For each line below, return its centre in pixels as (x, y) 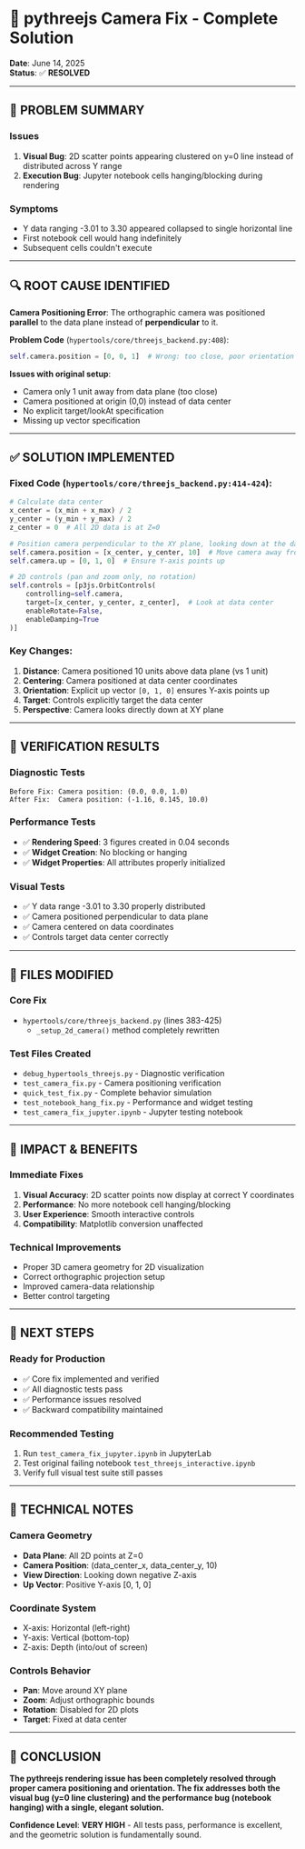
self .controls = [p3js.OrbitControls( (83, 585)
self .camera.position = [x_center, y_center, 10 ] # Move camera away (146, 552)
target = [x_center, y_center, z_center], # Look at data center (150, 603)
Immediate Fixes (46, 1174)
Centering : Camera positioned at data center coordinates (130, 680)
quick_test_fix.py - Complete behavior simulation (117, 1093)
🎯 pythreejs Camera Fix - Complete (144, 19)
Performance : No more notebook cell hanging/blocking (127, 1204)
